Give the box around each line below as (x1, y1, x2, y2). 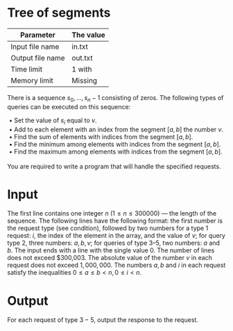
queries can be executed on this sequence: (7, 102, 131, 111)
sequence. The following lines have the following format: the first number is (7, 217, 223, 225)
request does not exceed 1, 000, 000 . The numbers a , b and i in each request (7, 261, 226, 269)
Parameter (19, 30, 55, 40)
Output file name (10, 53, 65, 63)
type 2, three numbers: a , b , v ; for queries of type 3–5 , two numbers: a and (7, 239, 221, 248)
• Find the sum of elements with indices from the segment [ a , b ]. (8, 132, 193, 140)
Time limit (10, 64, 43, 74)
